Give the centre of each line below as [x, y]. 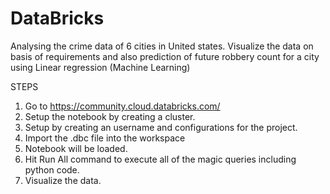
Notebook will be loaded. [76, 148]
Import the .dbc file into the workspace [105, 138]
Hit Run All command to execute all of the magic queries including [160, 159]
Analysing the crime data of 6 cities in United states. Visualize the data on [162, 46]
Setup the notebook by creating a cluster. [110, 116]
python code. [52, 169]
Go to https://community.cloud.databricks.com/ [122, 106]
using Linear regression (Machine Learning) [100, 67]
